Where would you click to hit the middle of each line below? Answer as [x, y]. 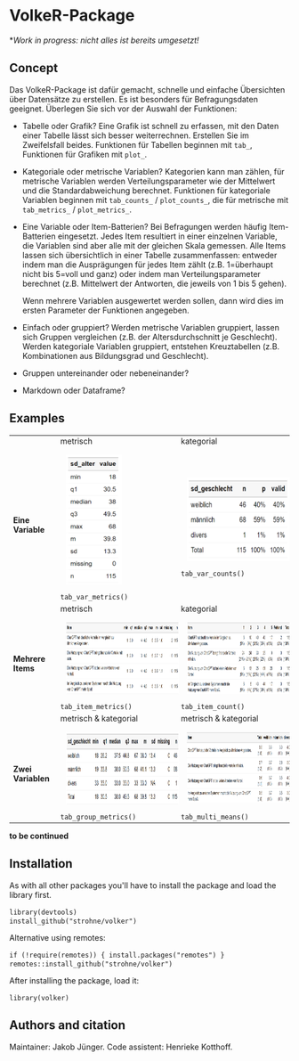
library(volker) [39, 998]
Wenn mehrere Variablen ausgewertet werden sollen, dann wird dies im [153, 300]
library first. [30, 894]
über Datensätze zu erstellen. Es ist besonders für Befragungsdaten [133, 99]
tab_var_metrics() [94, 597]
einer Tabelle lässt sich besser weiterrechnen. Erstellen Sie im [135, 135]
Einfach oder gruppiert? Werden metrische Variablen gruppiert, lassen [151, 327]
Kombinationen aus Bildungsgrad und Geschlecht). [115, 355]
